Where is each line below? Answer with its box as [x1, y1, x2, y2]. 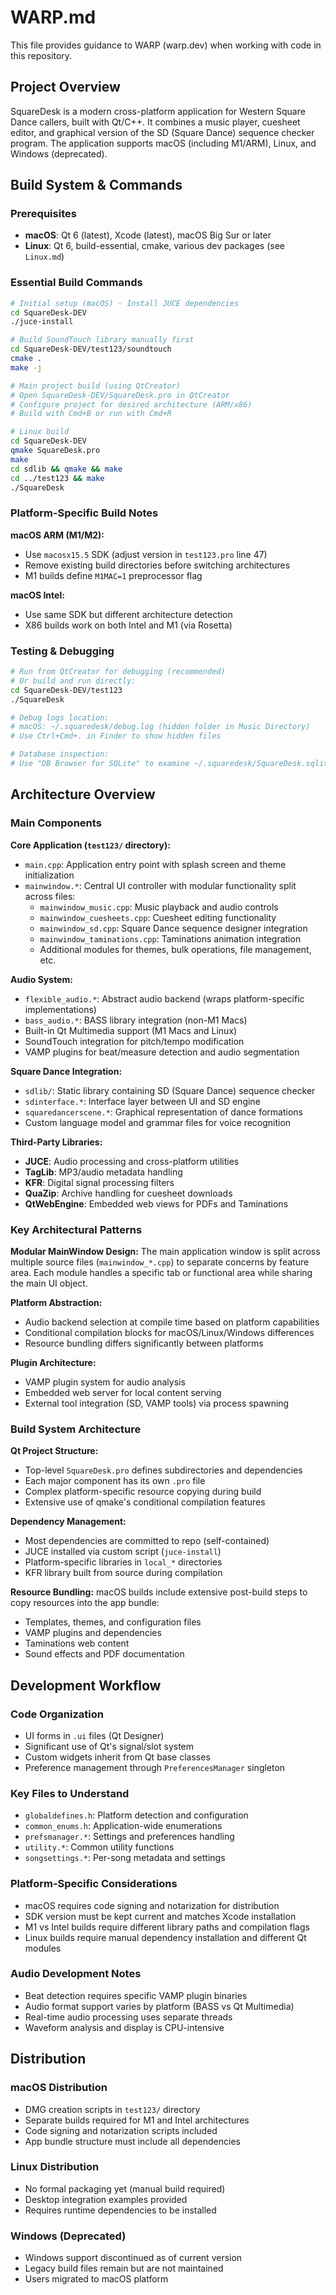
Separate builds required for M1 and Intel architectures [24, 2114, 250, 2126]
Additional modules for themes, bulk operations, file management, [39, 943, 312, 955]
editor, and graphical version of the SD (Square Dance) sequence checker [10, 126, 315, 138]
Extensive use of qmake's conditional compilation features [24, 1496, 266, 1508]
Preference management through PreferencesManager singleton [24, 1761, 286, 1773]
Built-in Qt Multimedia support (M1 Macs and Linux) [24, 1024, 238, 1036]
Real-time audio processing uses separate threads [24, 2011, 233, 2023]
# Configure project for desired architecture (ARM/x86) [10, 399, 253, 410]
